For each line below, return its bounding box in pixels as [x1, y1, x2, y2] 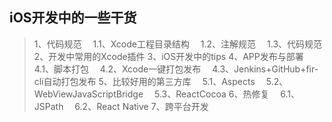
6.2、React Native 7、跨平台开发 [74, 100, 209, 112]
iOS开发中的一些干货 [9, 9, 137, 27]
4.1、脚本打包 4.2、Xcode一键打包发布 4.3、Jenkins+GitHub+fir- [33, 63, 319, 75]
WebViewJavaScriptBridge [33, 88, 144, 100]
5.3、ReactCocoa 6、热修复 [153, 88, 270, 100]
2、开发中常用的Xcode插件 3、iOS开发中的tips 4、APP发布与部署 [33, 50, 304, 62]
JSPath [33, 100, 64, 112]
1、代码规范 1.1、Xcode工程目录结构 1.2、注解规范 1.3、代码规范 [33, 38, 323, 50]
